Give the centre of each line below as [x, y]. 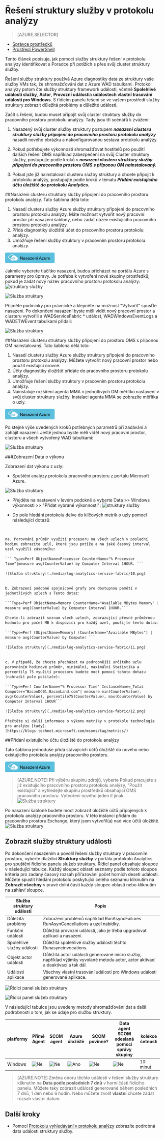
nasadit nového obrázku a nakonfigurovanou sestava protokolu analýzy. [85, 140]
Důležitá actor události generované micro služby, [92, 955]
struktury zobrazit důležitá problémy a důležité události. [61, 105]
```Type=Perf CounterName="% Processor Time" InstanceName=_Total [74, 686]
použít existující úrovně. [36, 365]
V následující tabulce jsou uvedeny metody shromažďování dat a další [76, 1007]
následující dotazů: [31, 520]
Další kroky [23, 1114]
